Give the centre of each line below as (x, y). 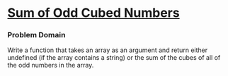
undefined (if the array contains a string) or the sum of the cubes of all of (114, 58)
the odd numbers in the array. (51, 65)
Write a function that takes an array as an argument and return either (107, 50)
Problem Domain (36, 35)
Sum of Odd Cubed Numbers (93, 13)
